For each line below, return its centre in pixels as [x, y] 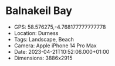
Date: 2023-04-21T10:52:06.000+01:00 [62, 51]
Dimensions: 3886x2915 [43, 58]
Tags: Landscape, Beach [44, 39]
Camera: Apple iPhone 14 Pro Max [55, 46]
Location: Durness [36, 33]
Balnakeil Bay [39, 11]
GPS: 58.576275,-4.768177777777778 [60, 27]
